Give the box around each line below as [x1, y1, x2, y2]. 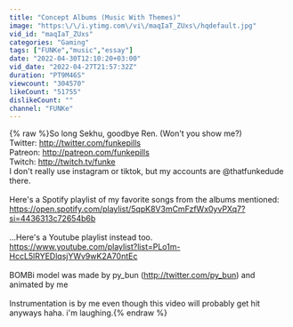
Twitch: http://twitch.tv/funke [9, 156, 116, 167]
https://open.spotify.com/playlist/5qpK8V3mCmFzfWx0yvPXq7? [9, 203, 246, 214]
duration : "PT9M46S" [9, 71, 86, 80]
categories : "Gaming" [9, 37, 90, 47]
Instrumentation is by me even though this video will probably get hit [9, 299, 261, 309]
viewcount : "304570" [9, 79, 86, 88]
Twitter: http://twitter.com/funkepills [9, 138, 141, 148]
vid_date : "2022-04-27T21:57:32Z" [9, 63, 138, 72]
